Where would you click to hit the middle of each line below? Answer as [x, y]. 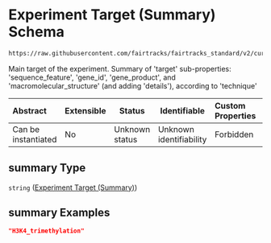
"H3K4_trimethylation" [46, 231]
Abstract [29, 110]
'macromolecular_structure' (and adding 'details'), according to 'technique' [133, 85]
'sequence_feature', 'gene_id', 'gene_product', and [92, 77]
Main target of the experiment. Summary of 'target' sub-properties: [120, 68]
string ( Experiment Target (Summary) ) [73, 187]
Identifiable [183, 110]
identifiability [182, 139]
